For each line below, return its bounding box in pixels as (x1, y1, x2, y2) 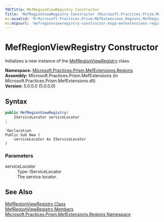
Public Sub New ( (5, 133, 41, 137)
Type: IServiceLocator (17, 168, 62, 174)
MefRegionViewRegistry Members (5, 206, 74, 212)
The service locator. (17, 174, 58, 179)
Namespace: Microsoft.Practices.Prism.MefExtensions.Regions (5, 67, 133, 73)
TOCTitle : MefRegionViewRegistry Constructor (5, 7, 99, 12)
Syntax (5, 97, 27, 106)
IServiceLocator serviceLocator (14, 114, 80, 120)
